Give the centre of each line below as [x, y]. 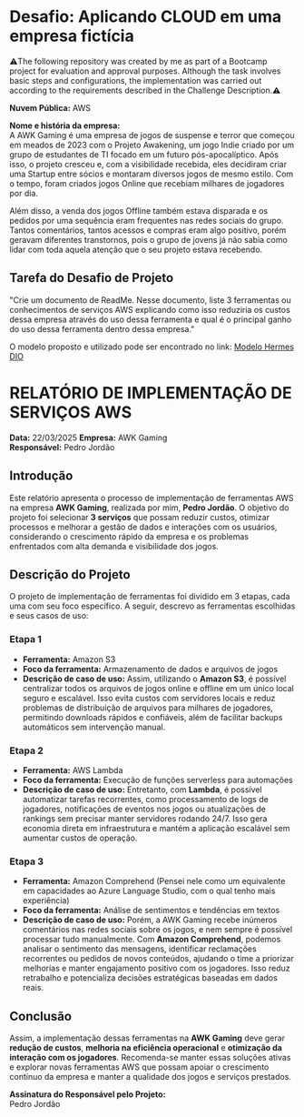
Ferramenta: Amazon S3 [69, 659]
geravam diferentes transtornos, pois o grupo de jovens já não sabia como [148, 239]
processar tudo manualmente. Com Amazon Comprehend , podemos [152, 940]
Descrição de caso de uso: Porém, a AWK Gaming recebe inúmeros [150, 920]
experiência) [46, 901]
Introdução [41, 476]
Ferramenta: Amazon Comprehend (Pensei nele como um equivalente [154, 881]
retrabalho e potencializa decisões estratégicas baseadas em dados [150, 978]
